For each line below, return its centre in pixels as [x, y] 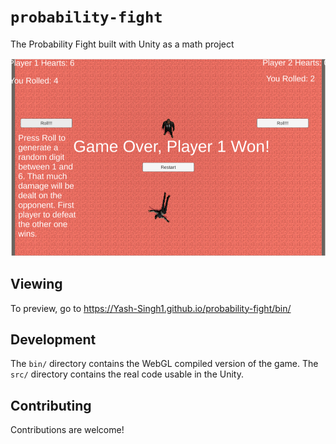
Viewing [36, 284]
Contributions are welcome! [67, 430]
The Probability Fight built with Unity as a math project [122, 44]
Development [53, 339]
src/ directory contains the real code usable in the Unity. [127, 374]
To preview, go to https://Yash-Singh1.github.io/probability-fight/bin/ [151, 308]
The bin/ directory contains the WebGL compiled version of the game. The [164, 364]
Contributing [51, 405]
